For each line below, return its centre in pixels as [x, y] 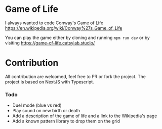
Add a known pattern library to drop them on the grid [66, 121]
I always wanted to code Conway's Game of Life [54, 23]
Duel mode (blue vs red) [37, 105]
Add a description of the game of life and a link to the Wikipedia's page [84, 116]
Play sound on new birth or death [46, 111]
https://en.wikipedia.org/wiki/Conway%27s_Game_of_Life [64, 28]
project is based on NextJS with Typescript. [50, 82]
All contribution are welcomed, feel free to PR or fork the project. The [75, 76]
